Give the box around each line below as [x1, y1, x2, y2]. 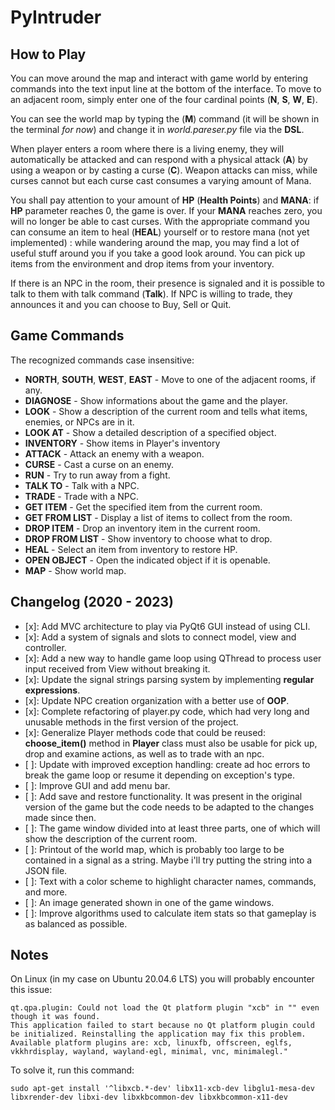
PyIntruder [10, 6, 102, 29]
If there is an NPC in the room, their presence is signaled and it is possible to [10, 277, 325, 289]
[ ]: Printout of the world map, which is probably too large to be [24, 843, 285, 855]
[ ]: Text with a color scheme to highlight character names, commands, [24, 875, 317, 887]
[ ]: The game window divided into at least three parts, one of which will [24, 822, 321, 834]
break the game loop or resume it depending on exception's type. [24, 769, 296, 781]
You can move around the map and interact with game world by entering [10, 72, 309, 84]
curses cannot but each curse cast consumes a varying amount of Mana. [10, 175, 312, 186]
